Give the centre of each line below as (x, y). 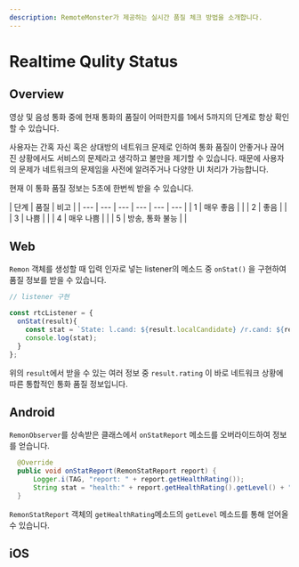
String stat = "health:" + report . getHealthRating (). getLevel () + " (162, 488)
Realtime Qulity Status (94, 61)
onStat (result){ (47, 321)
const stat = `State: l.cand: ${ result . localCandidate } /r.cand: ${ (155, 330)
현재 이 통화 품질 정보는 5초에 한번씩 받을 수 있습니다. (101, 188)
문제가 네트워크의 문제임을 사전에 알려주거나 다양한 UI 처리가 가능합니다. (143, 169)
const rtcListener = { (51, 313)
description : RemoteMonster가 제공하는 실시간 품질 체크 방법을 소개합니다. (136, 17)
